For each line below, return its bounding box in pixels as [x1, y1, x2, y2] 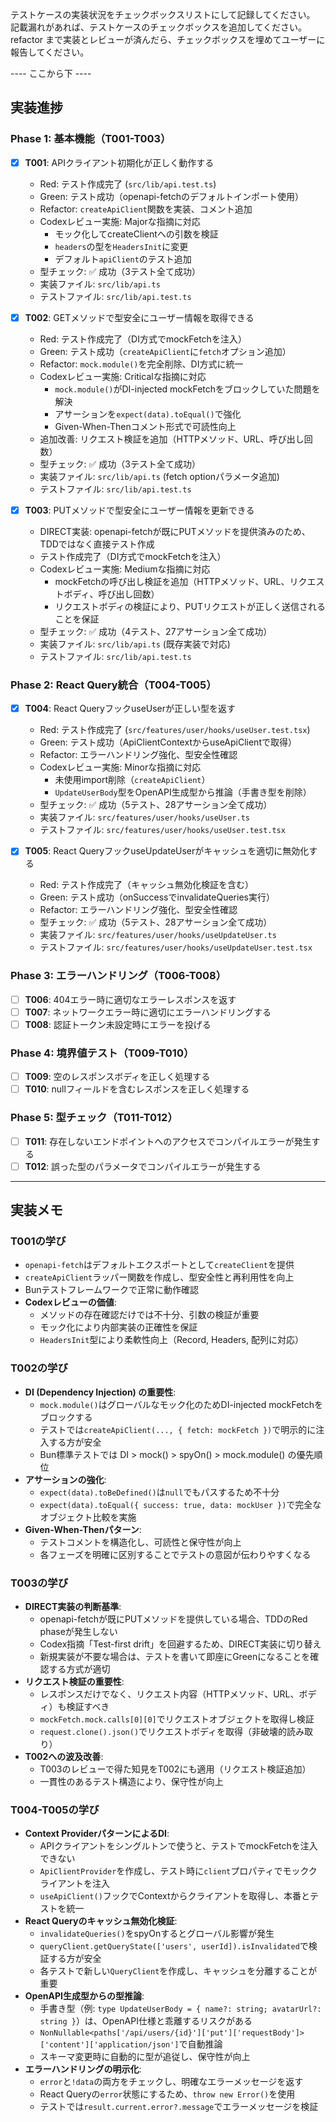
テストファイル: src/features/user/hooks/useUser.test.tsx [39, 824, 286, 836]
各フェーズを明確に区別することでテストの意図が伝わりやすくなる [39, 1548, 312, 1560]
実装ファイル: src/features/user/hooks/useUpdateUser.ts [39, 929, 277, 941]
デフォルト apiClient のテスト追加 [54, 253, 192, 265]
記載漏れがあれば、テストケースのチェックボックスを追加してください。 [10, 21, 308, 33]
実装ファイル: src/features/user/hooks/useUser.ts [39, 811, 250, 823]
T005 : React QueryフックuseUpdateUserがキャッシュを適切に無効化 [24, 845, 310, 857]
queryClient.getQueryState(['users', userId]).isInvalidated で [39, 1940, 309, 1952]
